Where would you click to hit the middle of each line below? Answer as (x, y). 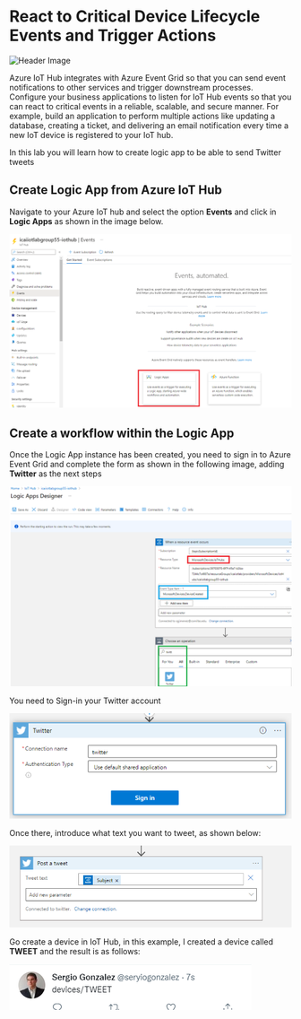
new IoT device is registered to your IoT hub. (91, 135)
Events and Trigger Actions (113, 35)
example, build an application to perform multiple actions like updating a (142, 116)
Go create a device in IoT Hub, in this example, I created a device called (142, 942)
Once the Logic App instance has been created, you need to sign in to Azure (150, 455)
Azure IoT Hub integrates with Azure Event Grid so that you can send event (148, 77)
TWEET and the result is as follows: (75, 952)
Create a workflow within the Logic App (122, 433)
